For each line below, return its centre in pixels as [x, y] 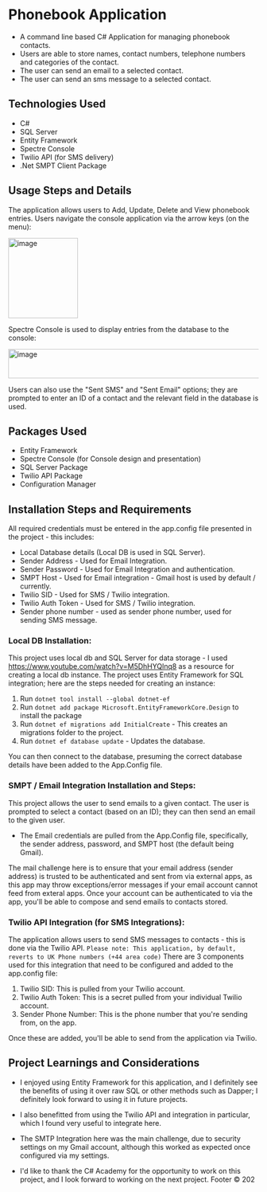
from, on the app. [48, 1023]
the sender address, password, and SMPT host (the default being [127, 844]
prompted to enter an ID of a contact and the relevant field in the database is [133, 398]
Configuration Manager [58, 484]
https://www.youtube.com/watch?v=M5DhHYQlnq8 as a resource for [121, 666]
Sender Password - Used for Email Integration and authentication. [128, 569]
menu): [20, 227]
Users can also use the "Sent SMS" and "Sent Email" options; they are [123, 389]
